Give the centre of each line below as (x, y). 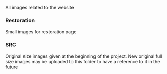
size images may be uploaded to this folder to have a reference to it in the (83, 61)
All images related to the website (40, 7)
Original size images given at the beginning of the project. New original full (84, 56)
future (12, 67)
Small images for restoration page (41, 32)
